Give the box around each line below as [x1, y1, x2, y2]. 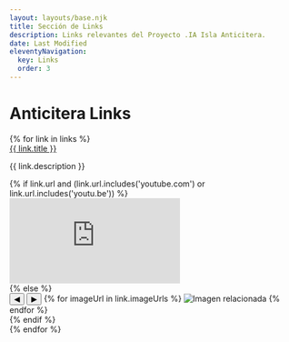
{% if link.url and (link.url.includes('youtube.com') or [9, 178, 205, 189]
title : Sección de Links [9, 22, 104, 31]
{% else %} [9, 283, 53, 294]
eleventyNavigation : [9, 47, 88, 56]
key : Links [17, 55, 59, 65]
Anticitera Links [9, 104, 132, 124]
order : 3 [17, 65, 51, 74]
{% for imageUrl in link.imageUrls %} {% [44, 293, 281, 304]
